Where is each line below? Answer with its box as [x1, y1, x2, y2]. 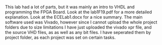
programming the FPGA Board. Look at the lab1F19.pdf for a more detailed [5, 9, 152, 15]
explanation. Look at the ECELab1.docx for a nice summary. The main [5, 14, 143, 20]
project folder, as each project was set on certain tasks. [5, 34, 116, 40]
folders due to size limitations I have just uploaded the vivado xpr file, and [5, 24, 152, 30]
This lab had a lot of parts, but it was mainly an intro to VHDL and [5, 4, 135, 10]
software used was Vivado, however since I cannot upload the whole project [5, 19, 157, 25]
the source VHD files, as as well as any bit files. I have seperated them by [5, 30, 151, 35]
